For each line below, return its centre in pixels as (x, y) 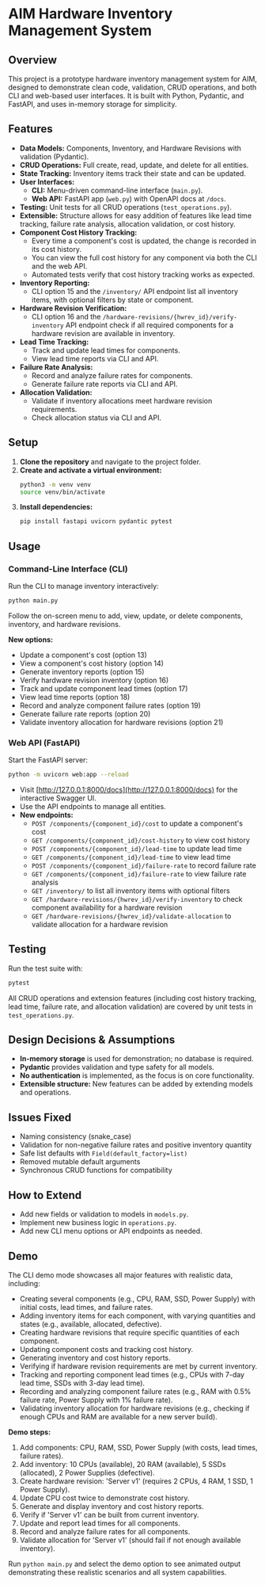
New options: (31, 640)
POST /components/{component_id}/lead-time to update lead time (137, 848)
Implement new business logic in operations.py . (98, 1223)
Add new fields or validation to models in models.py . (104, 1214)
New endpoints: (46, 815)
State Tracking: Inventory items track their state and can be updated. (133, 173)
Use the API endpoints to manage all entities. (93, 806)
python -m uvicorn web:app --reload (68, 775)
